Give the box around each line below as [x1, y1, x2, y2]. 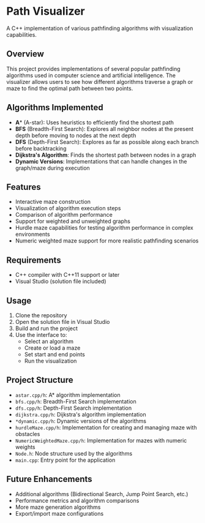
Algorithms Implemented [6, 102, 104, 113]
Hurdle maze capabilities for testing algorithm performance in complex [15, 224, 194, 231]
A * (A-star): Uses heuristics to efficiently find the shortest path [15, 118, 174, 126]
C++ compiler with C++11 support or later [15, 271, 120, 279]
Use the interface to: [15, 331, 67, 338]
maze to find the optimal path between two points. [6, 85, 133, 92]
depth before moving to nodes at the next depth [15, 132, 136, 139]
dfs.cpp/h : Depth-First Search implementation [15, 404, 132, 412]
